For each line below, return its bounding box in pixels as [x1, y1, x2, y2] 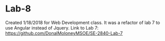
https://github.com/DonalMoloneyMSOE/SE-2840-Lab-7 [5, 30, 123, 36]
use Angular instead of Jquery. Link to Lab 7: [5, 24, 99, 30]
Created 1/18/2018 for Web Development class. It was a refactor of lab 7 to [5, 19, 160, 25]
